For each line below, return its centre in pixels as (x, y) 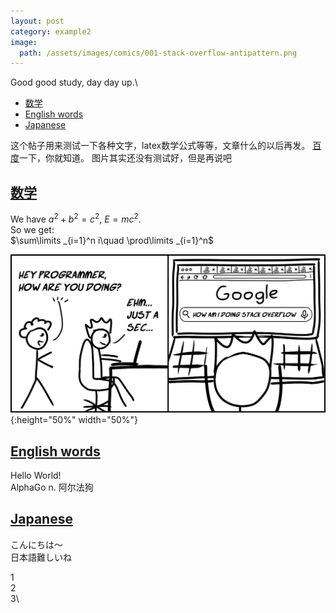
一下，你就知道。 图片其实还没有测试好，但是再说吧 (125, 158)
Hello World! (36, 475)
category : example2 (51, 31)
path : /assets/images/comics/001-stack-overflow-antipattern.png (158, 53)
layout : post (37, 21)
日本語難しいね (41, 557)
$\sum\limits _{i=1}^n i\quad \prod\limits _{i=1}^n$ (112, 240)
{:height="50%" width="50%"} (74, 420)
